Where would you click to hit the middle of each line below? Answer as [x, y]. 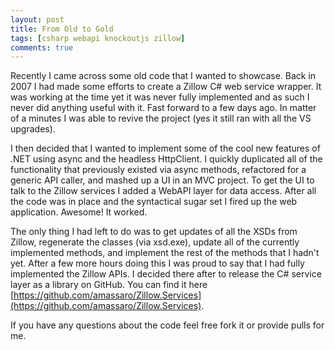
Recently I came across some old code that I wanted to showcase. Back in [163, 76]
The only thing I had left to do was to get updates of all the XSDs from [154, 232]
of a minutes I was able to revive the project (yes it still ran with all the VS [161, 118]
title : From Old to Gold [62, 29]
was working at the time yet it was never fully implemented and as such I [160, 97]
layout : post [37, 19]
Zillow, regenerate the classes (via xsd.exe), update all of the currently [155, 242]
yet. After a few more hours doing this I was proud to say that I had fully [157, 263]
